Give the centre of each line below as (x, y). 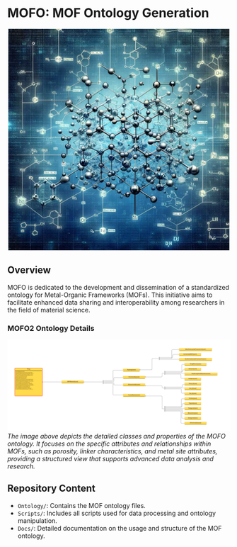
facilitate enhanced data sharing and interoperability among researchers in (116, 302)
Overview (29, 270)
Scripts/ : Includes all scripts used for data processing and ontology (117, 513)
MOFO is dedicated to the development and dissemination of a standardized (118, 287)
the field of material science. (49, 310)
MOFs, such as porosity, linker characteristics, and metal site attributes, (112, 451)
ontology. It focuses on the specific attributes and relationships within (109, 444)
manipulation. (37, 520)
